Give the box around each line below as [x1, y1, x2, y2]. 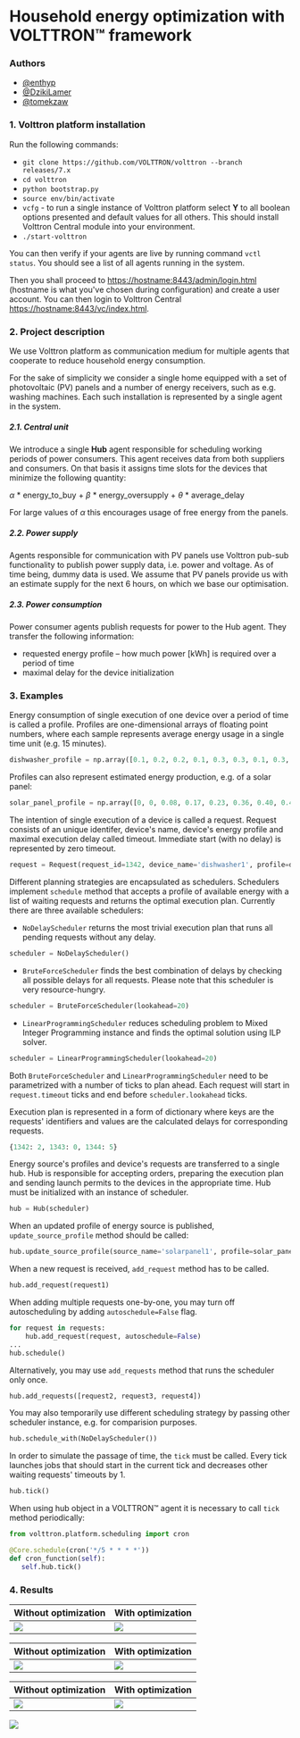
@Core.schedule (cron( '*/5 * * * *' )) [9, 1546, 150, 1555]
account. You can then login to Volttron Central [9, 293, 182, 305]
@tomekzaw [21, 96, 69, 107]
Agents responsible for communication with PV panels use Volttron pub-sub [9, 550, 289, 561]
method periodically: [9, 1512, 85, 1524]
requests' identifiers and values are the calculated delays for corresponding [9, 1115, 288, 1126]
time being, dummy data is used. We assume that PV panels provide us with [9, 569, 288, 580]
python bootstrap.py [21, 185, 99, 194]
